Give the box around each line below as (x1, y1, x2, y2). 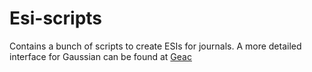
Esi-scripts (9, 7, 103, 30)
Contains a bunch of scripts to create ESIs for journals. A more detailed (9, 40, 302, 52)
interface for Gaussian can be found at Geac (9, 50, 192, 62)
